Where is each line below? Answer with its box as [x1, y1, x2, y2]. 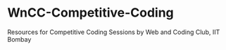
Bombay [7, 35, 32, 43]
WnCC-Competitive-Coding [7, 5, 174, 21]
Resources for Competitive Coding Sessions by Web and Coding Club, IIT [7, 28, 220, 36]
